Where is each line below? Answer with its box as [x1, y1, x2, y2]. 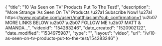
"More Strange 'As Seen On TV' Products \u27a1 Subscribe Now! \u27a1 [5, 9, 153, 15]
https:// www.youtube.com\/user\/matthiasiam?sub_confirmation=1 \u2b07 [5, 15, 158, 20]
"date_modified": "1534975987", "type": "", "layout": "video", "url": [5, 30, 142, 36]
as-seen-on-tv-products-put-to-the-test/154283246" [5, 35, 116, 41]
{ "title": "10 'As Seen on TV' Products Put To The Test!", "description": [5, 4, 150, 10]
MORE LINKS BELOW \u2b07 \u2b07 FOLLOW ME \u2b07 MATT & [5, 20, 141, 25]
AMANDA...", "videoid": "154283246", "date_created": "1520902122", [5, 25, 147, 31]
